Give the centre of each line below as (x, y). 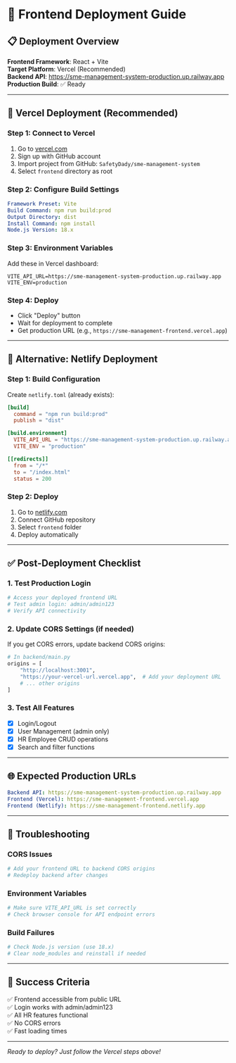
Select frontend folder (50, 527)
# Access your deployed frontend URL (63, 598)
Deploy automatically (48, 534)
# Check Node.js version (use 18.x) (61, 947)
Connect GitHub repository (57, 520)
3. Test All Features (41, 708)
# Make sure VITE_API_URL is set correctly (72, 908)
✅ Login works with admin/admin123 (60, 1007)
